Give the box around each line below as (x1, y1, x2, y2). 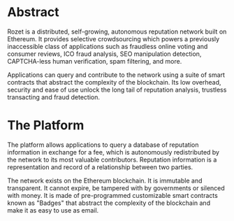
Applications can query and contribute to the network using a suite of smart (7, 71, 226, 79)
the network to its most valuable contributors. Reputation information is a (7, 155, 217, 164)
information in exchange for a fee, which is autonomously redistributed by (7, 148, 220, 156)
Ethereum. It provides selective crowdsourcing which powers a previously (7, 34, 220, 43)
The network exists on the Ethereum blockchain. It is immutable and (7, 176, 203, 185)
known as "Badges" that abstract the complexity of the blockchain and (7, 199, 211, 207)
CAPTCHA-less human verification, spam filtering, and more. (7, 57, 182, 65)
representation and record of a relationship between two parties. (7, 162, 193, 171)
